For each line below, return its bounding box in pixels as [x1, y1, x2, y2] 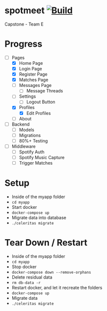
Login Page [19, 66, 42, 71]
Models [19, 127, 35, 133]
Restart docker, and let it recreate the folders [11, 285, 103, 290]
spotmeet [4, 5, 45, 16]
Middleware [11, 143, 36, 149]
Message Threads [26, 88, 63, 94]
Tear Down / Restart [4, 237, 88, 248]
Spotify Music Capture [19, 155, 65, 160]
